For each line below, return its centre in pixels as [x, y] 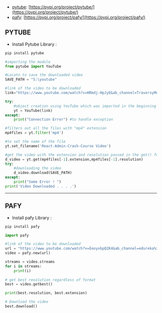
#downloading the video [38, 168]
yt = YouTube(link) [33, 110]
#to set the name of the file [35, 142]
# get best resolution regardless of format [50, 280]
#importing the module [28, 62]
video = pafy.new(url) [28, 253]
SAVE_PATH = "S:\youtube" [31, 79]
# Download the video [27, 302]
